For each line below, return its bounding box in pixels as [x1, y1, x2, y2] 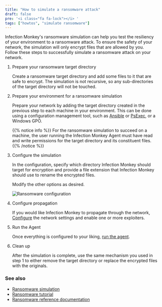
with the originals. [12, 263, 48, 269]
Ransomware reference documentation [12, 296, 90, 302]
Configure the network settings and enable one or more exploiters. [12, 215, 145, 221]
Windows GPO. [12, 118, 43, 124]
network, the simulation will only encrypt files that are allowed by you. [5, 44, 144, 50]
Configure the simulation [12, 153, 61, 158]
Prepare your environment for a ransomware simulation [12, 93, 122, 99]
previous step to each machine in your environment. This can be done [12, 108, 152, 114]
